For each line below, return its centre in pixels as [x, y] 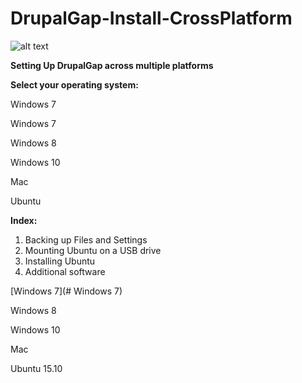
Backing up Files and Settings [86, 239]
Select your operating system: [74, 84]
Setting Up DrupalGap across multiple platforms [112, 65]
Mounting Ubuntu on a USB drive [93, 250]
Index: [24, 220]
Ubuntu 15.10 [36, 368]
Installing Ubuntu [60, 261]
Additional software [65, 271]
